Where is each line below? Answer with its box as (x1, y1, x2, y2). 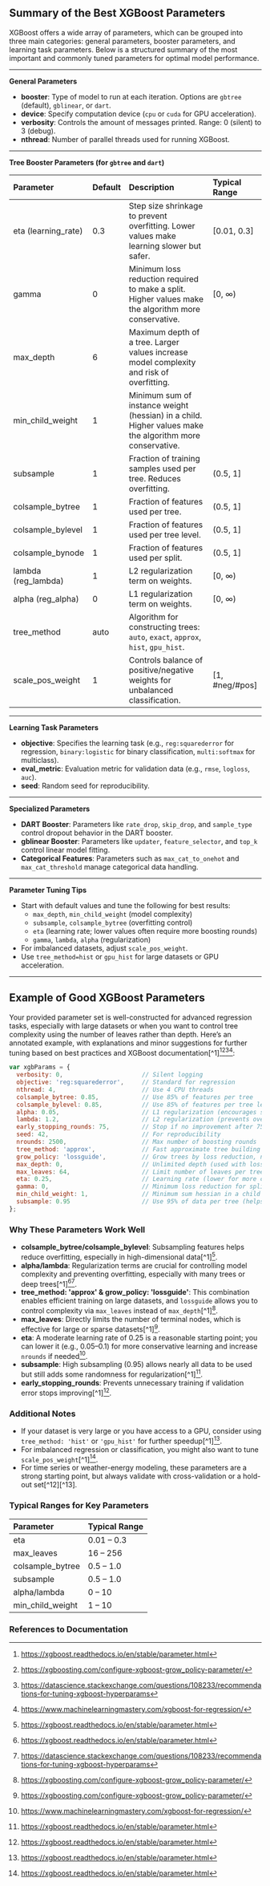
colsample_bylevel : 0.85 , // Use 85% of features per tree (16, 1101, 253, 1109)
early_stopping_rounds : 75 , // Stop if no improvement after (16, 1123, 253, 1131)
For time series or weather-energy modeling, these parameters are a (20, 1463, 248, 1473)
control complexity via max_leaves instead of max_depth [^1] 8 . (20, 1304, 219, 1316)
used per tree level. (128, 529, 201, 540)
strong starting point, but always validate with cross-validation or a (20, 1471, 241, 1481)
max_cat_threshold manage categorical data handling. (20, 862, 199, 871)
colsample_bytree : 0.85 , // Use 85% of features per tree (16, 1093, 253, 1101)
